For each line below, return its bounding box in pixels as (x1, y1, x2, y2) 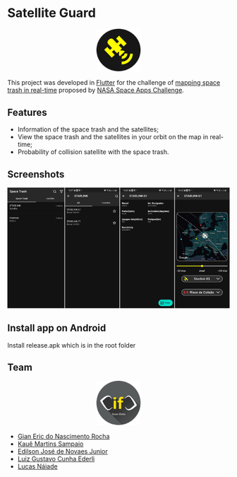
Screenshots (7, 168, 65, 180)
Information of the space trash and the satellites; (17, 125, 159, 134)
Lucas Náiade (17, 461, 58, 471)
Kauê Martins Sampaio (17, 440, 84, 448)
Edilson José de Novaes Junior (17, 447, 108, 455)
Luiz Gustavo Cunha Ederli (17, 454, 95, 463)
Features (7, 106, 47, 118)
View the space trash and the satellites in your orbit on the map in (17, 133, 209, 141)
